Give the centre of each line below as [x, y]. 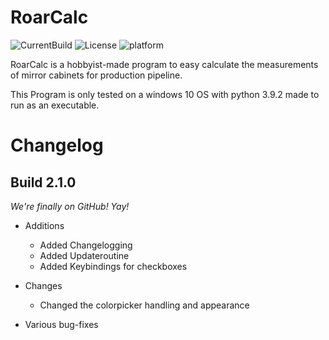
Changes [43, 285]
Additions [44, 225]
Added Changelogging [86, 245]
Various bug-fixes [61, 324]
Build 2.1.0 [43, 182]
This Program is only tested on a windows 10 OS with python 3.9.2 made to [165, 94]
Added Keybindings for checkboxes [113, 266]
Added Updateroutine [84, 255]
